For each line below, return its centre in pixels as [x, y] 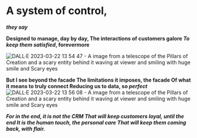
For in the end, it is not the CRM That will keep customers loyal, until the [95, 116]
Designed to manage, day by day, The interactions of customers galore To [98, 38]
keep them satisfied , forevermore [48, 45]
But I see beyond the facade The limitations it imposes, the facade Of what [98, 80]
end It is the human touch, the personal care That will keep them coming [96, 122]
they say [17, 27]
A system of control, [57, 11]
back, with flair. [26, 129]
